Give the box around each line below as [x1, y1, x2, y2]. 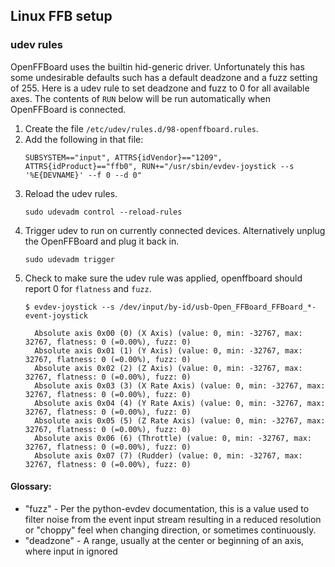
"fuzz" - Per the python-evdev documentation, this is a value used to [24, 502, 310, 514]
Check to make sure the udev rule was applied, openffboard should [24, 272, 303, 284]
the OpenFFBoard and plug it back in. [24, 235, 180, 247]
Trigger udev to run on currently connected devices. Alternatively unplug [24, 224, 326, 236]
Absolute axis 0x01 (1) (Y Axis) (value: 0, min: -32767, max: [34, 345, 303, 356]
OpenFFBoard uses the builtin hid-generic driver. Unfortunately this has [10, 60, 305, 73]
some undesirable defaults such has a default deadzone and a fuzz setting [10, 71, 318, 83]
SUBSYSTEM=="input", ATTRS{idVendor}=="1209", [24, 152, 223, 163]
